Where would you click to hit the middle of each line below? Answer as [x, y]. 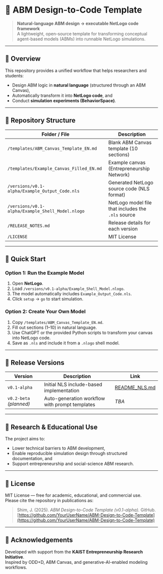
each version [123, 229]
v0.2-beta [19, 399]
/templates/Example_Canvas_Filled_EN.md [55, 168]
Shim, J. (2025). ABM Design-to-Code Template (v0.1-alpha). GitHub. [86, 510]
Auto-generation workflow [74, 398]
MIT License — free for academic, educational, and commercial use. [73, 495]
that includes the [127, 209]
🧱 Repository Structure [40, 120]
